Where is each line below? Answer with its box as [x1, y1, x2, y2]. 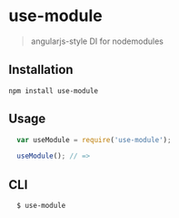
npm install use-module [8, 86, 99, 96]
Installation [8, 62, 74, 78]
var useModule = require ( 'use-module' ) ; [16, 135, 172, 144]
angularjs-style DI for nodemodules [30, 36, 164, 47]
